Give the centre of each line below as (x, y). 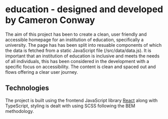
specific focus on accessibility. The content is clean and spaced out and (80, 67)
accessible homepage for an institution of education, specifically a (75, 40)
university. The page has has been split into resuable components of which (83, 45)
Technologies (27, 88)
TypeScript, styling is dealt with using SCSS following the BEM (70, 106)
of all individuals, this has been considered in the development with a (77, 61)
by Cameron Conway (50, 20)
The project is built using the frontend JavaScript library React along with (81, 100)
